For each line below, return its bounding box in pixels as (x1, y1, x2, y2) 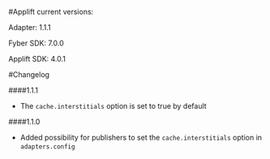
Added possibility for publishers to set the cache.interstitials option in (19, 133, 262, 142)
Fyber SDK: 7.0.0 (8, 38, 64, 48)
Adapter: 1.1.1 (8, 23, 51, 32)
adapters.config (19, 143, 75, 151)
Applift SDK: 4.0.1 (8, 54, 66, 63)
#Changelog (8, 70, 50, 79)
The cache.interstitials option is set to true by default (19, 101, 207, 110)
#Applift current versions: (8, 7, 94, 16)
